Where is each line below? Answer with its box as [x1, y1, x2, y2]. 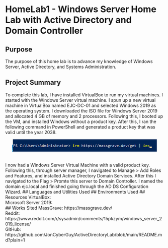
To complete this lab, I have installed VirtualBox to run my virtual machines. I [5, 92, 163, 98]
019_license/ [5, 221, 31, 227]
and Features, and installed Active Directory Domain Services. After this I [5, 172, 156, 178]
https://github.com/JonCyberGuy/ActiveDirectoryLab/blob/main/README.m [5, 231, 162, 237]
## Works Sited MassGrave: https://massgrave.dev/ [5, 205, 112, 211]
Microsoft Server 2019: [5, 199, 53, 205]
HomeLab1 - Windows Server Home [5, 4, 157, 15]
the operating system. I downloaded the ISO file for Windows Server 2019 [5, 107, 157, 114]
